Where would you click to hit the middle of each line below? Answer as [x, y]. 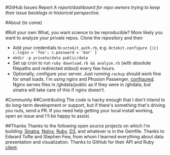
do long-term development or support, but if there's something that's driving [85, 105]
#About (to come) [24, 23]
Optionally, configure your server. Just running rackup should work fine [87, 74]
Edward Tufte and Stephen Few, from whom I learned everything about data [84, 136]
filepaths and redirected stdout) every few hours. [64, 68]
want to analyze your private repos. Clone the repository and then [74, 38]
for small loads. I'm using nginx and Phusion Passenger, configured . [83, 79]
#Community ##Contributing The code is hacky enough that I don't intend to [85, 100]
